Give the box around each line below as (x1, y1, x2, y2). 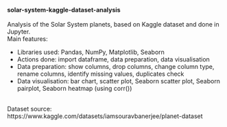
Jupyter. (7, 27, 31, 36)
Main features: (7, 35, 48, 43)
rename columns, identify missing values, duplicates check (16, 70, 184, 78)
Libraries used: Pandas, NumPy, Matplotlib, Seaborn (16, 48, 165, 56)
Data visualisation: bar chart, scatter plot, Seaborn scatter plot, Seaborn (16, 77, 221, 85)
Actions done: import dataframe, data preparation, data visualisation (16, 55, 211, 63)
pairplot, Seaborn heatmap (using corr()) (16, 85, 132, 92)
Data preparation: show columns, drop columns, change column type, (16, 63, 215, 70)
